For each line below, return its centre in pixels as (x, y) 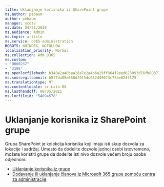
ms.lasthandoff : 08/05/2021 (34, 91)
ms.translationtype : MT (29, 82)
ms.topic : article (24, 37)
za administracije (29, 179)
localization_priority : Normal (37, 50)
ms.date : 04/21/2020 (26, 28)
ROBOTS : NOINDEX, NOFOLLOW (32, 46)
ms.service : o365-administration (39, 42)
